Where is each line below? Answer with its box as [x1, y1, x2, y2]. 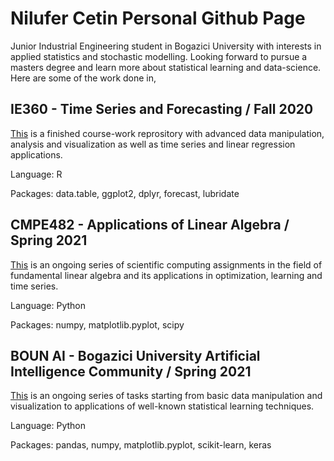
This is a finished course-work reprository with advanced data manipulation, [10, 127, 325, 139]
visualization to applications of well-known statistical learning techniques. [10, 400, 315, 412]
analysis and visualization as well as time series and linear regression [10, 138, 296, 150]
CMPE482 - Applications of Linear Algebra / [10, 217, 290, 234]
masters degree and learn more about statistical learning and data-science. [10, 61, 322, 73]
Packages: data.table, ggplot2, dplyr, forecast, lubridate [10, 187, 240, 199]
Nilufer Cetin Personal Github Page [10, 7, 306, 30]
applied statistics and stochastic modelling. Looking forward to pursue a [10, 50, 308, 62]
